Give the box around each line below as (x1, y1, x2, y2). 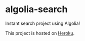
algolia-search (5, 4, 68, 15)
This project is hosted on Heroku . (5, 30, 75, 36)
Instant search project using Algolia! (5, 20, 80, 26)
